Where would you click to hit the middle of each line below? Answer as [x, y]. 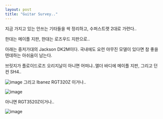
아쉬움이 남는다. [37, 55]
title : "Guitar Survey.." [31, 14]
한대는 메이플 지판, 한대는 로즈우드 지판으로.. [47, 39]
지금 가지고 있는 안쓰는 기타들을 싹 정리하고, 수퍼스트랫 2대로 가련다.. [71, 28]
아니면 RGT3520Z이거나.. [30, 102]
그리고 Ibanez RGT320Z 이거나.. [55, 82]
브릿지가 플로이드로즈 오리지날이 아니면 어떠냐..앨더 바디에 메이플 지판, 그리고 [79, 66]
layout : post [18, 9]
